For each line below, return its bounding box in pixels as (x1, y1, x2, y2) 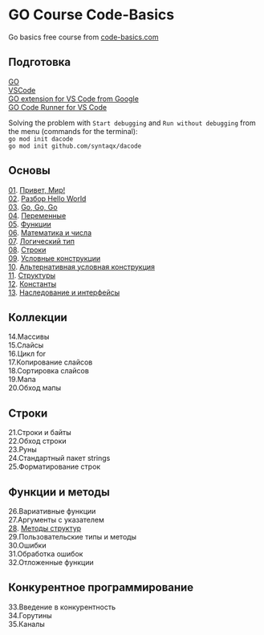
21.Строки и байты (8, 428, 72, 438)
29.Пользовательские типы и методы (8, 532, 137, 541)
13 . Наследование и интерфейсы (8, 287, 120, 297)
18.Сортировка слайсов (8, 366, 90, 376)
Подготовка (8, 55, 71, 69)
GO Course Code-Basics (8, 6, 175, 24)
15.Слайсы (8, 340, 44, 350)
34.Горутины (8, 610, 52, 620)
